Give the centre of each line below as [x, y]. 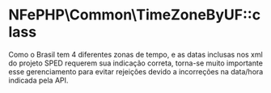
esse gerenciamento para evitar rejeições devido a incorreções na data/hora [136, 71]
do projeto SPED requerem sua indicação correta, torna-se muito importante [135, 63]
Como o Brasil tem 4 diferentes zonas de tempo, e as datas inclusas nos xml [135, 54]
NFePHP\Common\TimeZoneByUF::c [135, 15]
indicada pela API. [38, 80]
